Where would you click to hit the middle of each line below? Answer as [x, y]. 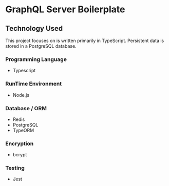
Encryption [20, 143]
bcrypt [20, 155]
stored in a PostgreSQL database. [41, 46]
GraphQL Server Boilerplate [65, 9]
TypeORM [23, 130]
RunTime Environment [34, 84]
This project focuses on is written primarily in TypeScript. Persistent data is [85, 40]
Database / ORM [26, 108]
